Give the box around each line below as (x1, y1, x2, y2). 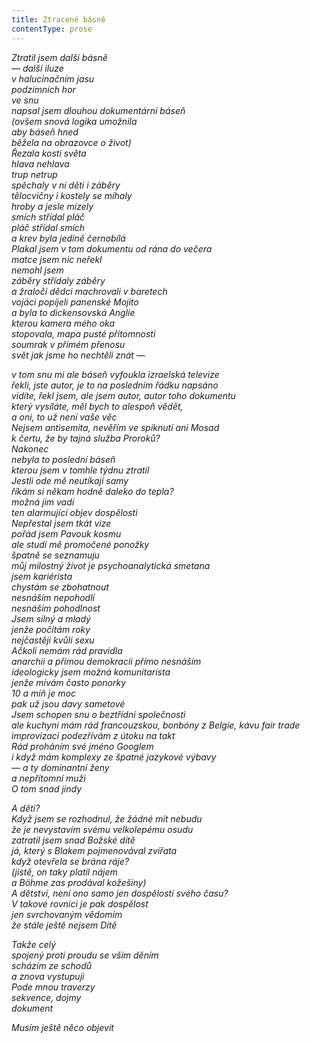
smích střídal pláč (11, 211, 86, 223)
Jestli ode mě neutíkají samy (11, 474, 129, 486)
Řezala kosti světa (11, 147, 87, 159)
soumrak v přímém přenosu (11, 338, 126, 350)
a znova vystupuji (11, 970, 85, 982)
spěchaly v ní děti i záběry (11, 179, 121, 191)
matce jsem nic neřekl (11, 253, 103, 265)
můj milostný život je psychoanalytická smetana (11, 559, 211, 571)
